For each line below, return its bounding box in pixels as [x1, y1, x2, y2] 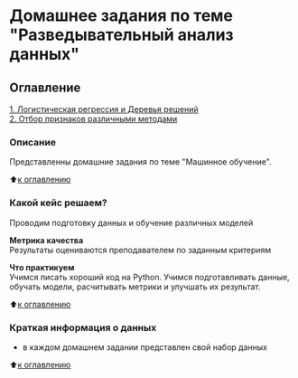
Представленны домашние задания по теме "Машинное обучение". [9, 156, 273, 167]
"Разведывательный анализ [9, 24, 234, 45]
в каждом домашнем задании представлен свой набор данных [22, 341, 268, 353]
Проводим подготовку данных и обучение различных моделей [9, 217, 254, 228]
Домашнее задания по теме [9, 5, 233, 26]
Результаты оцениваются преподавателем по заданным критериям [9, 244, 272, 255]
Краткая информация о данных [9, 321, 157, 334]
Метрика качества [9, 234, 84, 245]
